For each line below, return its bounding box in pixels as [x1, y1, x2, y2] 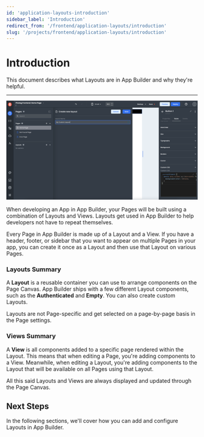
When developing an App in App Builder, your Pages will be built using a [6, 206, 187, 213]
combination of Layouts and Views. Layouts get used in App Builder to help [6, 212, 194, 219]
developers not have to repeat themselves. [6, 219, 114, 226]
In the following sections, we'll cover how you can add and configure [6, 417, 178, 425]
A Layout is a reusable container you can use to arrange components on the [6, 279, 197, 286]
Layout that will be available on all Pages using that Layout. [6, 365, 154, 372]
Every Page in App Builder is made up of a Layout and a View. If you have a [6, 230, 194, 238]
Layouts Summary [6, 265, 62, 274]
